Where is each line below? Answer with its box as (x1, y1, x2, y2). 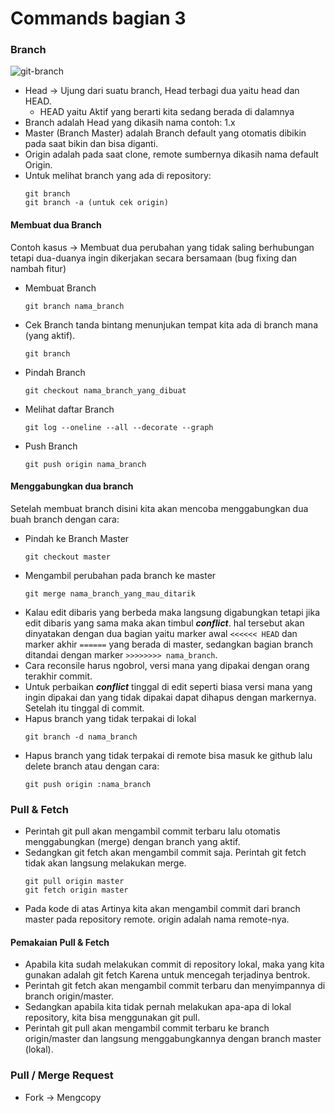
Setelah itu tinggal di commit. (24, 702, 145, 714)
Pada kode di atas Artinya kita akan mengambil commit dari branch (24, 903, 301, 915)
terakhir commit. (24, 670, 93, 682)
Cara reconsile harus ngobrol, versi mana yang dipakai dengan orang (24, 659, 310, 671)
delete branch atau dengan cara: (24, 760, 160, 772)
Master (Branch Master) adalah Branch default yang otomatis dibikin (24, 127, 307, 139)
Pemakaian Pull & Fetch (10, 936, 110, 948)
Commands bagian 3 (10, 7, 187, 30)
